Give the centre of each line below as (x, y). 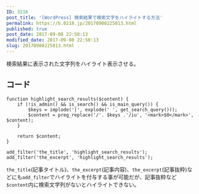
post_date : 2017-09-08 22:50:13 (47, 35)
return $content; (39, 136)
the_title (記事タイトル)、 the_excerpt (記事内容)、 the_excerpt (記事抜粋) (97, 169)
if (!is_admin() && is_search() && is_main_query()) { (88, 104)
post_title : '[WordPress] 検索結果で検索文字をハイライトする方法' (84, 18)
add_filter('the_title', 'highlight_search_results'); (77, 152)
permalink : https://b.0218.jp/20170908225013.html (72, 23)
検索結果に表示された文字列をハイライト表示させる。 (73, 64)
